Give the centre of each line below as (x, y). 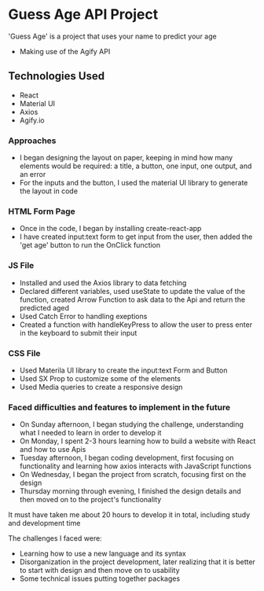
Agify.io (32, 120)
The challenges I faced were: (55, 538)
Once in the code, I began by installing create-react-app (110, 229)
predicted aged (44, 307)
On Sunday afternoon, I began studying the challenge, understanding (131, 424)
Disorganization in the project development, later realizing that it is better (137, 562)
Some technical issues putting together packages (100, 578)
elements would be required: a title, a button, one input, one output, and (136, 166)
